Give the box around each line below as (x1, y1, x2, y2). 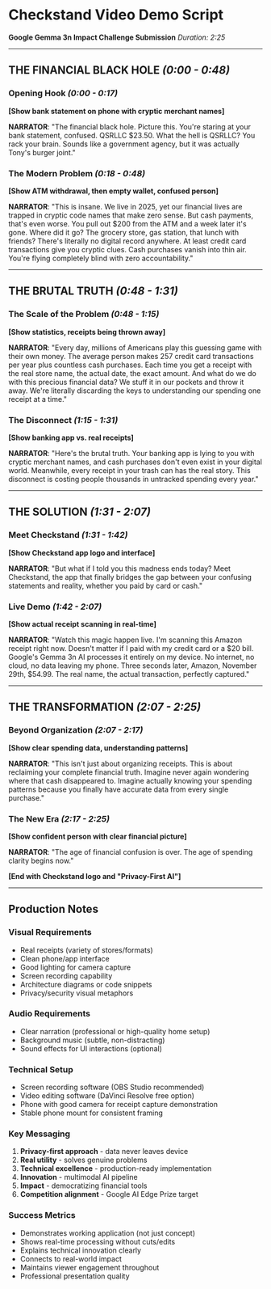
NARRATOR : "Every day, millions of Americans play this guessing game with (8, 342, 262, 353)
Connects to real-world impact (19, 1253, 123, 1263)
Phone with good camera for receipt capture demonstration (19, 1100, 218, 1109)
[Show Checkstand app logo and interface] (8, 547, 156, 557)
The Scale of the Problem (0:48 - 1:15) (8, 309, 160, 320)
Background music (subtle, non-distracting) (19, 1035, 165, 1045)
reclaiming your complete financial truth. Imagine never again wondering (8, 767, 250, 777)
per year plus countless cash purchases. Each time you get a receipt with (8, 360, 252, 370)
